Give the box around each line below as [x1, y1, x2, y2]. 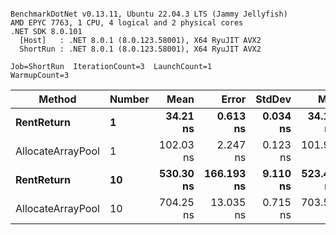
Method [38, 92, 77, 106]
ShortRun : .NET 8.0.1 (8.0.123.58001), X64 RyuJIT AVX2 [19, 44, 262, 54]
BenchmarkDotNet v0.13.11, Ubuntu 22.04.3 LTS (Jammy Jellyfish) [10, 9, 288, 19]
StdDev [255, 92, 292, 106]
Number [109, 92, 150, 106]
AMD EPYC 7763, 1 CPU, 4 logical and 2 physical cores [10, 18, 244, 28]
